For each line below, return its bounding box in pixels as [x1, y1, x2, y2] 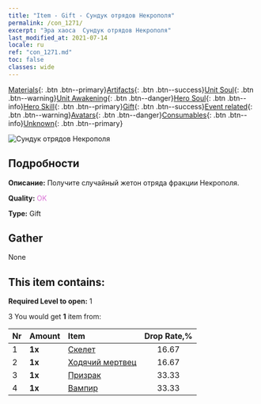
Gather [8, 231, 43, 245]
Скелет [67, 344, 96, 355]
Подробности [8, 157, 80, 170]
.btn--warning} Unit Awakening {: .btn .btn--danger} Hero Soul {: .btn [8, 93, 226, 103]
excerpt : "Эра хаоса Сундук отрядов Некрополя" [8, 26, 172, 34]
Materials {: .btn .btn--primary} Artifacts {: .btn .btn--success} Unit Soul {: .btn [8, 85, 255, 94]
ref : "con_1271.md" [8, 48, 73, 56]
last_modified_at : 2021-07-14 [8, 33, 108, 42]
